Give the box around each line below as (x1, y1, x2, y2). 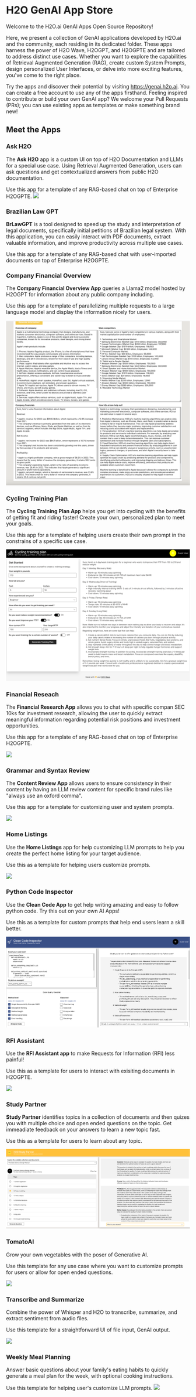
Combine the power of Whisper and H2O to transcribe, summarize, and (6, 1309, 177, 1316)
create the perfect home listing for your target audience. (6, 850, 141, 857)
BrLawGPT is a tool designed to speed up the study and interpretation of (6, 220, 181, 227)
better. (6, 925, 22, 932)
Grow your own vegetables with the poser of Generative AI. (6, 1251, 149, 1258)
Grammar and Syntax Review (6, 766, 90, 774)
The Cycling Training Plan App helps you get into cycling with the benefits (6, 508, 185, 515)
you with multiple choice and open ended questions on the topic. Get (6, 1120, 172, 1127)
